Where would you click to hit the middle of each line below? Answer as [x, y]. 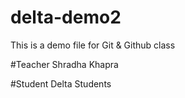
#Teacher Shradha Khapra [64, 64]
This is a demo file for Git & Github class [93, 45]
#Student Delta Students [61, 83]
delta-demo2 [66, 17]
